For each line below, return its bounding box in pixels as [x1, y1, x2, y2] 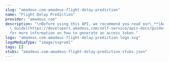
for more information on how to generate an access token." [10, 30, 138, 35]
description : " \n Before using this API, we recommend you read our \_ [5, 21, 154, 26]
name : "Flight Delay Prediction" [5, 12, 75, 17]
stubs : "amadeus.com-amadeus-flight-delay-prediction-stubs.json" [5, 49, 147, 54]
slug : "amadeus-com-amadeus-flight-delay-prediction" [5, 7, 121, 12]
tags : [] [5, 44, 24, 49]
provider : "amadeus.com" [5, 16, 57, 21]
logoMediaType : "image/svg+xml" [5, 40, 73, 45]
